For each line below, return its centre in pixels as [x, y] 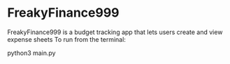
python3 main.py [31, 53]
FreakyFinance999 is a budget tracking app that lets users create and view [115, 32]
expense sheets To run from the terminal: [66, 39]
